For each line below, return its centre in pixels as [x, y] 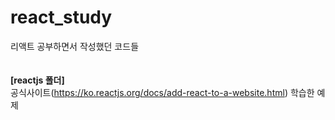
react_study [61, 17]
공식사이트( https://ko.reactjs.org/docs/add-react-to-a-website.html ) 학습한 [162, 92]
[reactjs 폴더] [37, 80]
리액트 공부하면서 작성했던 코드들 [75, 46]
